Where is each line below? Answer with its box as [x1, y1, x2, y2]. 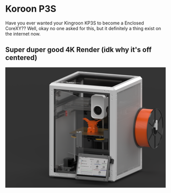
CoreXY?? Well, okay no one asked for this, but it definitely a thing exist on [5, 25, 161, 31]
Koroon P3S [5, 3, 56, 15]
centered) [5, 53, 38, 62]
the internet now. [5, 31, 41, 37]
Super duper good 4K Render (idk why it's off [5, 45, 152, 54]
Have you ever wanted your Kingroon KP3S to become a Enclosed [5, 20, 144, 26]
